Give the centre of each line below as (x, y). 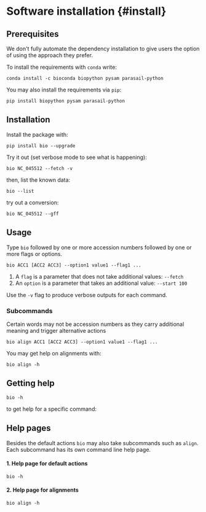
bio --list (20, 191)
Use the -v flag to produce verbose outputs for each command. (87, 295)
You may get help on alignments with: (54, 353)
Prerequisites (33, 34)
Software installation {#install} (86, 11)
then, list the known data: (38, 180)
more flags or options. (34, 254)
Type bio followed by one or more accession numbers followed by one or (99, 247)
